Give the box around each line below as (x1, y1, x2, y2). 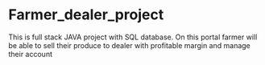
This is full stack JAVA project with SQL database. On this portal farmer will (8, 32, 258, 42)
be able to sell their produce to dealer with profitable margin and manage (8, 40, 251, 50)
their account (8, 49, 53, 59)
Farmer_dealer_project (8, 6, 164, 24)
